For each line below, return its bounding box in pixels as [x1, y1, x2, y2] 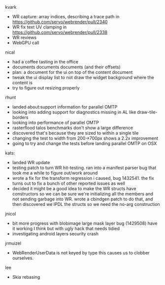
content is [12, 80, 33, 85]
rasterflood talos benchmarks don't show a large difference [12, 125, 133, 131]
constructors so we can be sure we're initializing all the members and [12, 191, 154, 197]
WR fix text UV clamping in [12, 24, 67, 30]
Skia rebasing [12, 274, 40, 280]
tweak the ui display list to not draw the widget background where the [12, 75, 154, 80]
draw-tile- [137, 109, 158, 115]
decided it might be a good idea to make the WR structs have [12, 186, 136, 191]
